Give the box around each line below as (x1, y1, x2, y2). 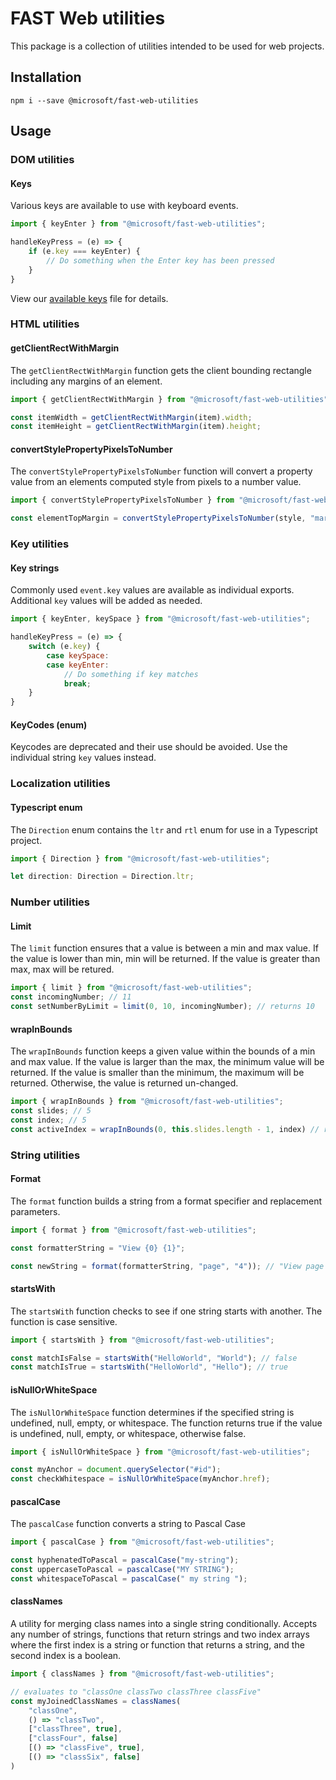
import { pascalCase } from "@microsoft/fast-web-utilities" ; (10, 1537, 275, 1547)
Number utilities (10, 895, 90, 909)
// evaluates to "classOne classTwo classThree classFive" (10, 1687, 262, 1697)
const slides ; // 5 (10, 1106, 92, 1116)
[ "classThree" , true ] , (28, 1724, 123, 1734)
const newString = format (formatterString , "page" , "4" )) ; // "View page (10, 1261, 325, 1271)
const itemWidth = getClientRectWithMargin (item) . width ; (10, 412, 253, 422)
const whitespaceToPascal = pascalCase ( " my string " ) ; (10, 1573, 248, 1584)
